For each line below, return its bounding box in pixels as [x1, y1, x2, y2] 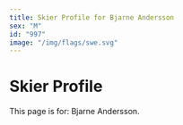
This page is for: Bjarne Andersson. [9, 106, 141, 117]
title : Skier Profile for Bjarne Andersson [9, 12, 175, 22]
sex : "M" [9, 21, 42, 30]
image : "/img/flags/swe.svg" [9, 37, 118, 47]
